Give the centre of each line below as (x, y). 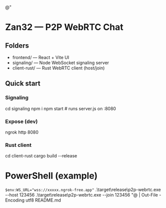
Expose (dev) (22, 121)
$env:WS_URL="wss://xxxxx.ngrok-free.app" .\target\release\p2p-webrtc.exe (83, 190)
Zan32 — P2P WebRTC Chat (64, 27)
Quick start (23, 84)
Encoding (15, 200)
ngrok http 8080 (22, 132)
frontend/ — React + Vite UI (41, 57)
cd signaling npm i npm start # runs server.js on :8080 (61, 108)
